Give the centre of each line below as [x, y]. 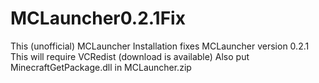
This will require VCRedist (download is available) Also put [130, 56]
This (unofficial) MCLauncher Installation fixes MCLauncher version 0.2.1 [160, 46]
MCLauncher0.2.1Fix [98, 18]
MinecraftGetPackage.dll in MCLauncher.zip [101, 67]
